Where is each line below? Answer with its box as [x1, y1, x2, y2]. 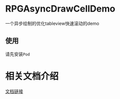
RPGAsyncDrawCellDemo [5, 3, 115, 15]
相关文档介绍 [5, 70, 59, 82]
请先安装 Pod [5, 51, 30, 57]
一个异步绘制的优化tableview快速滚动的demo [5, 20, 100, 26]
